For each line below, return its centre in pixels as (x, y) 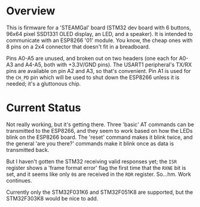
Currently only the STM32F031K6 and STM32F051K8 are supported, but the (100, 192)
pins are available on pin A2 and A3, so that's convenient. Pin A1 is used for (99, 71)
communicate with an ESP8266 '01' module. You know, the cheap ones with (99, 40)
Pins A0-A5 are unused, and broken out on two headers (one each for (92, 58)
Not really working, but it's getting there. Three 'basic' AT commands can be (100, 124)
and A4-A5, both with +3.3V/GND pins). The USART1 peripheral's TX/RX (103, 65)
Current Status (44, 108)
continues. (19, 180)
